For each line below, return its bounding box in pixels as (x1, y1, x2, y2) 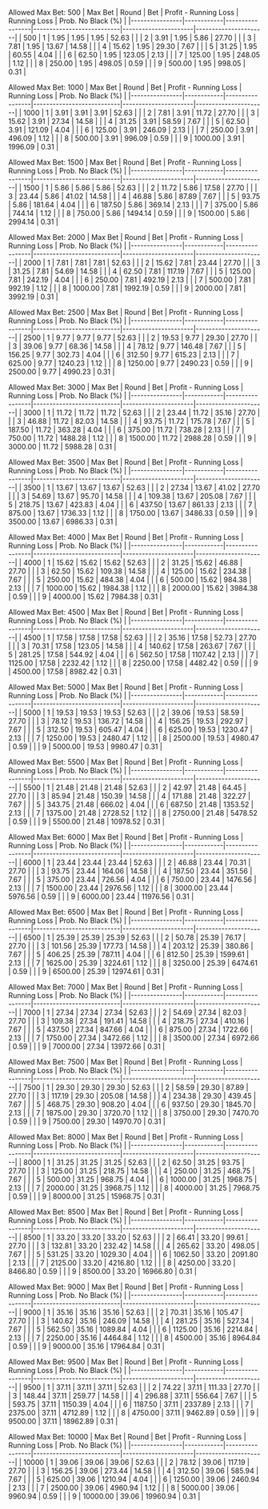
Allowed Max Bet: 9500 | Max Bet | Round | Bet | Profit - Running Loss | (8, 1357, 243, 1367)
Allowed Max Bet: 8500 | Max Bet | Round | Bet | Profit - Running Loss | (8, 1208, 243, 1216)
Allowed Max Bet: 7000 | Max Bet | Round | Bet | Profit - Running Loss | (8, 982, 243, 992)
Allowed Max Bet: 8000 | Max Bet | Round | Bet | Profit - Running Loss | (8, 1132, 244, 1141)
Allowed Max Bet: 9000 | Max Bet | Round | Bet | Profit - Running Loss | (8, 1282, 244, 1291)
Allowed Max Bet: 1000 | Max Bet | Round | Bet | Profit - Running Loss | (8, 82, 242, 92)
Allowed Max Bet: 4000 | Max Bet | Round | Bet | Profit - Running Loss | (8, 533, 244, 541)
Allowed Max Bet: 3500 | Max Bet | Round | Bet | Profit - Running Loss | (8, 457, 243, 467)
